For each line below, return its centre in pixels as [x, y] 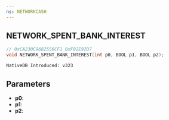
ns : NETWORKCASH [26, 12]
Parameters [28, 84]
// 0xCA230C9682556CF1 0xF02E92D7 [49, 49]
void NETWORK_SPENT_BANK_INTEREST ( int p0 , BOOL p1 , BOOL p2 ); [85, 55]
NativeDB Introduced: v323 [40, 66]
